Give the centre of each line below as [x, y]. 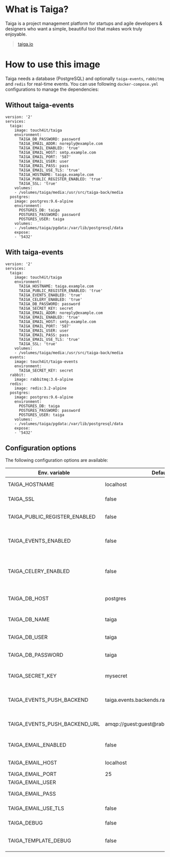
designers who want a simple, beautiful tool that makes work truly [74, 28]
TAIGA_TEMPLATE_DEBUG [39, 841]
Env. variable [54, 473]
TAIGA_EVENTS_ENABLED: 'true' [50, 295]
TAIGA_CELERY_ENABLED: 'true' [50, 299]
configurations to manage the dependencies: [52, 89]
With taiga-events [34, 252]
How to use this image [53, 65]
